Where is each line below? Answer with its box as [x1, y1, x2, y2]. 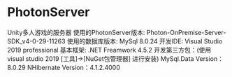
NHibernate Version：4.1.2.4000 [27, 63, 120, 71]
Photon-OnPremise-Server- [146, 28, 226, 36]
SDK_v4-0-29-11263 [7, 36, 66, 45]
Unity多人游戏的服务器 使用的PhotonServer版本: [7, 28, 145, 36]
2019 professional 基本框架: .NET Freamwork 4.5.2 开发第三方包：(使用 [7, 45, 212, 54]
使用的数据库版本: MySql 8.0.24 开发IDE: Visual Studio [66, 36, 223, 45]
